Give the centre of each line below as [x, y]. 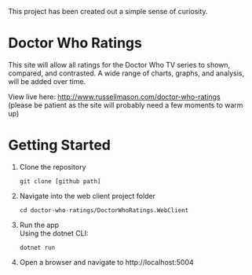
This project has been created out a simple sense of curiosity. [108, 11]
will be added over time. [47, 81]
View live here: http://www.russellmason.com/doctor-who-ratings [115, 97]
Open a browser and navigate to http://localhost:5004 [106, 262]
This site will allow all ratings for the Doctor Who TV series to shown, [119, 64]
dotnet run [37, 247]
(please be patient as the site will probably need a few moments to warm [126, 104]
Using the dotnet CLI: [54, 233]
